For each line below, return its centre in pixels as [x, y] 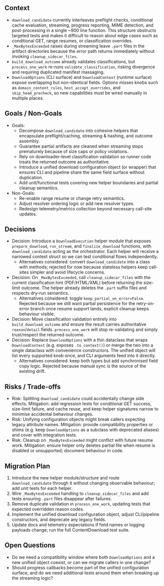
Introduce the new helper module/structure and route [66, 478]
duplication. [31, 177]
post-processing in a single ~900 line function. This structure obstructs [84, 30]
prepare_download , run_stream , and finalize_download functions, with [82, 246]
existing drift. [32, 371]
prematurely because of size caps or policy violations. [74, 151]
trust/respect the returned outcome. [48, 335]
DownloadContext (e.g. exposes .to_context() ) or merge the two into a [82, 345]
